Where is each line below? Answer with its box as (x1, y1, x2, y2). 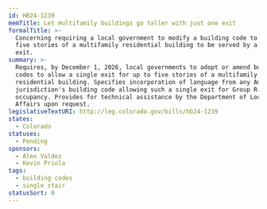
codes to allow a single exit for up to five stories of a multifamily (15, 71, 258, 79)
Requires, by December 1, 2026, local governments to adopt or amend (15, 64, 250, 72)
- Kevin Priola (15, 160, 66, 168)
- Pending (15, 137, 48, 145)
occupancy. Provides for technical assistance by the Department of (15, 93, 247, 101)
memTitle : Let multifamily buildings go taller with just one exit (8, 19, 237, 27)
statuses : (8, 130, 41, 137)
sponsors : (8, 145, 41, 153)
